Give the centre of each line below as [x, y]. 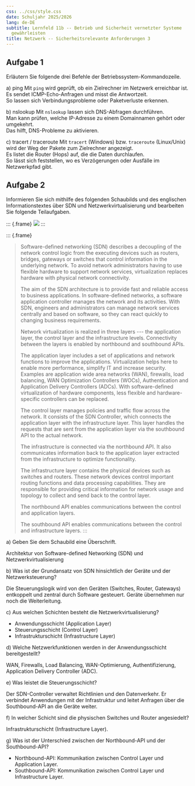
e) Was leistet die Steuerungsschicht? [52, 682]
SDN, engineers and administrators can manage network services [100, 308]
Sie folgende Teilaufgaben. [39, 212]
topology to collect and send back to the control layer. [85, 495]
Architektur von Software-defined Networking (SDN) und [75, 553]
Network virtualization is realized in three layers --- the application [101, 331]
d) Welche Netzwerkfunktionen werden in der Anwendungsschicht [86, 647]
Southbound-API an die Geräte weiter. [52, 706]
